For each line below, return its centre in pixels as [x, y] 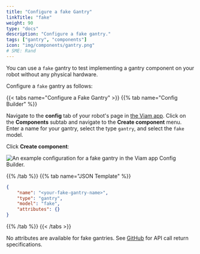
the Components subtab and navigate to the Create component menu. [94, 122]
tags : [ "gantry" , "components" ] [46, 40]
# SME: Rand [21, 51]
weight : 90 [20, 23]
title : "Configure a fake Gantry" [49, 12]
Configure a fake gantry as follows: [49, 86]
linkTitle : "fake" [29, 17]
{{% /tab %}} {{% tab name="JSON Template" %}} [69, 176]
